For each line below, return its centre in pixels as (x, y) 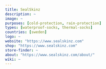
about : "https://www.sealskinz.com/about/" (50, 55)
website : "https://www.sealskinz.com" (44, 41)
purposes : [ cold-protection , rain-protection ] (53, 23)
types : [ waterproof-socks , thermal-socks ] (49, 28)
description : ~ (21, 14)
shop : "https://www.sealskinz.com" (41, 46)
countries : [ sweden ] (26, 32)
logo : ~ (13, 37)
